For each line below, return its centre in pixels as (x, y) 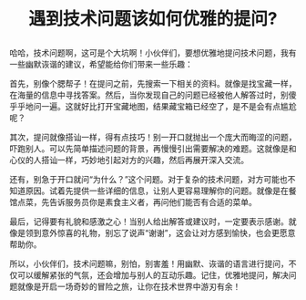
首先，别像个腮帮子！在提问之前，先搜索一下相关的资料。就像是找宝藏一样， (153, 83)
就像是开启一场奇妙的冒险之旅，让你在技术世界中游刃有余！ (129, 286)
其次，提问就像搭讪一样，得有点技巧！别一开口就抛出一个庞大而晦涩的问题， (153, 137)
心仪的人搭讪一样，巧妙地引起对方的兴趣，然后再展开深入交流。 (129, 160)
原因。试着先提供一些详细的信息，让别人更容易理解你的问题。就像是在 (157, 191)
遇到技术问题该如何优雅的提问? (153, 18)
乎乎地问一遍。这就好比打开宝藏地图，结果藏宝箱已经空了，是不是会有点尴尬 (153, 106)
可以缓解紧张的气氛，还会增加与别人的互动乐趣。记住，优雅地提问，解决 (153, 275)
